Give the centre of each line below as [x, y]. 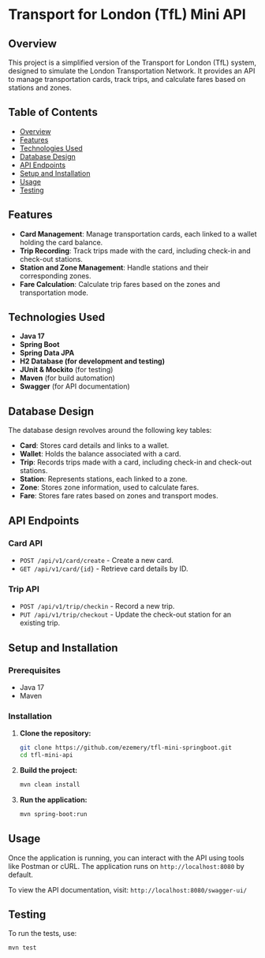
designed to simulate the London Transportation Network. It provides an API [132, 71]
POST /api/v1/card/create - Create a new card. [96, 560]
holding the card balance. [61, 242]
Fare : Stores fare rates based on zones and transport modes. [119, 496]
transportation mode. [54, 293]
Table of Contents [53, 112]
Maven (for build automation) [67, 378]
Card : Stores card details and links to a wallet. [94, 445]
